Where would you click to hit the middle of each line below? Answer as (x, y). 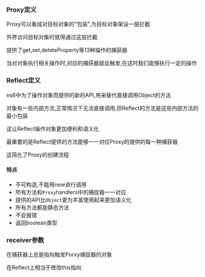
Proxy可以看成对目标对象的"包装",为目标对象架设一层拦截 (78, 24)
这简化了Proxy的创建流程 (38, 155)
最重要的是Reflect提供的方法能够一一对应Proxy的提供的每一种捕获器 (92, 141)
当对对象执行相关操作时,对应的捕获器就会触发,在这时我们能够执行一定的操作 (102, 63)
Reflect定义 (24, 81)
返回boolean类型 (36, 223)
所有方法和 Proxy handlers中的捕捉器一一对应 (71, 192)
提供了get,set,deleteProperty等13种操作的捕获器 (67, 50)
